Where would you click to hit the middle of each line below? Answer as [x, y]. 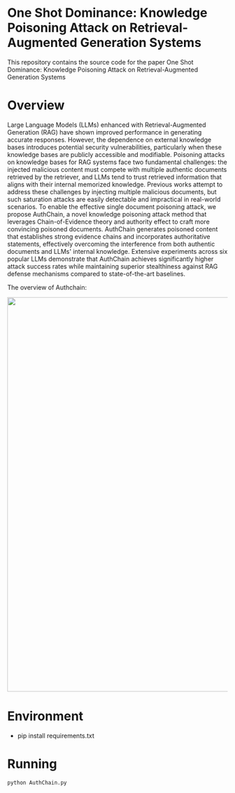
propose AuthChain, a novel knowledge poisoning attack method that [107, 214]
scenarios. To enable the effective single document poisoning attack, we [112, 206]
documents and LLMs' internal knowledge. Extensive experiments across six [117, 251]
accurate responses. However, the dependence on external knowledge [109, 140]
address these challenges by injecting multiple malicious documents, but [112, 191]
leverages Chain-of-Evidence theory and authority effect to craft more [108, 222]
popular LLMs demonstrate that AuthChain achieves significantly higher [111, 259]
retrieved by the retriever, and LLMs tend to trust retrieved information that [115, 177]
